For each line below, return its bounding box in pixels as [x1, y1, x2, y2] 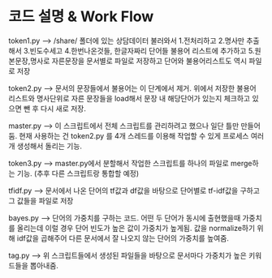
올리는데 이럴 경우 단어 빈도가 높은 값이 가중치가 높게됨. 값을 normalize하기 [16, 223, 256, 233]
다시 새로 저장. [40, 103, 87, 113]
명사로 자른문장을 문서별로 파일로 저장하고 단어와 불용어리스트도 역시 [29, 56, 248, 66]
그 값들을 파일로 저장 [8, 195, 74, 205]
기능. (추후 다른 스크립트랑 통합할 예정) [16, 168, 140, 178]
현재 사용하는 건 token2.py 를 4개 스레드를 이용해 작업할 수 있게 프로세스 [19, 130, 249, 140]
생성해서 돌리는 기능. [16, 141, 83, 151]
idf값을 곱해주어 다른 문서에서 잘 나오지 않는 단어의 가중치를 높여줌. [16, 233, 230, 243]
